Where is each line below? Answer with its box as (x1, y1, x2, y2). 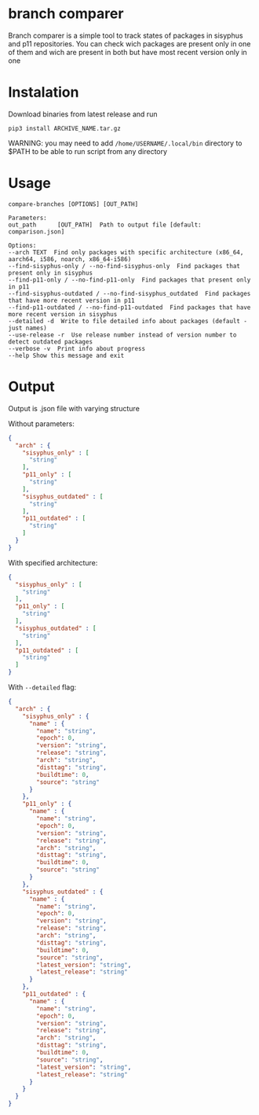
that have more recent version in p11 (8, 296, 135, 304)
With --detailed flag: (8, 683, 77, 692)
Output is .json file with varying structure (8, 403, 140, 413)
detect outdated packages (8, 337, 93, 346)
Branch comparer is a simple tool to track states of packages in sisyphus (8, 31, 243, 40)
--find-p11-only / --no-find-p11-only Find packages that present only (8, 276, 251, 284)
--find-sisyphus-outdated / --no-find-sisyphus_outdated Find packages (8, 289, 251, 297)
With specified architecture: (8, 557, 98, 567)
